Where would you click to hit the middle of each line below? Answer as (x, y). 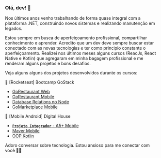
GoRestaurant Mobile (33, 97)
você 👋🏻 (13, 151)
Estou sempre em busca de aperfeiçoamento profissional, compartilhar (76, 38)
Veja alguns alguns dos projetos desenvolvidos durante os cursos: (71, 73)
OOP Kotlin (23, 136)
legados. (14, 29)
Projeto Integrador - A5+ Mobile (45, 126)
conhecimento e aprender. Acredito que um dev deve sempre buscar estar (80, 43)
